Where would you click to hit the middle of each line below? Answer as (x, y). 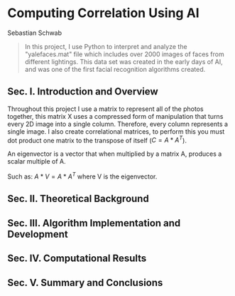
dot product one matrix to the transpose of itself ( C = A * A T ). (97, 139)
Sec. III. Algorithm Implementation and (94, 223)
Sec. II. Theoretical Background (78, 199)
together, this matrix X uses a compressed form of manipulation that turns (115, 116)
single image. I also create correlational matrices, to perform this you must (116, 131)
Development (38, 234)
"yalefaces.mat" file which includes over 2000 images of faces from (125, 54)
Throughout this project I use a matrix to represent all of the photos (105, 109)
